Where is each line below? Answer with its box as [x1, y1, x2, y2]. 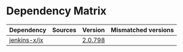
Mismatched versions [110, 26, 175, 34]
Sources [52, 26, 77, 34]
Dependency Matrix [6, 4, 106, 18]
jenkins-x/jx [9, 36, 44, 44]
